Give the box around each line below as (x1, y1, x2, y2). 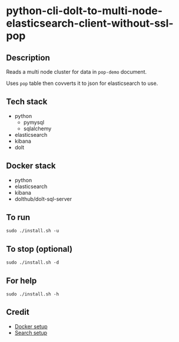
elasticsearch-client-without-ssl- (6, 17, 174, 30)
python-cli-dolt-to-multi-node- (6, 4, 163, 18)
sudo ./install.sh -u (6, 228, 59, 234)
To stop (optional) (6, 244, 72, 254)
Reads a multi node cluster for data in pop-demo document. (6, 68, 147, 75)
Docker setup (14, 323, 48, 330)
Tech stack (6, 97, 48, 107)
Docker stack (6, 161, 56, 171)
